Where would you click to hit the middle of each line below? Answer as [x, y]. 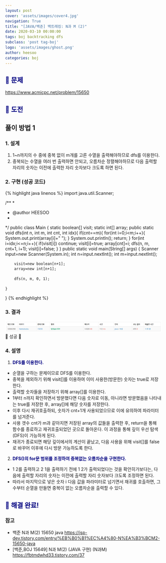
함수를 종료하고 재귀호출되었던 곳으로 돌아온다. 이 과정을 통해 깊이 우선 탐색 [85, 429]
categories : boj [22, 58]
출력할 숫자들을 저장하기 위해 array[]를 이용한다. [59, 392]
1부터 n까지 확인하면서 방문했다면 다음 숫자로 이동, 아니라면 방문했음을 [80, 398]
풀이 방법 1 [20, 128]
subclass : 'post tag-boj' [32, 42]
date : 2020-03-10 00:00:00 [33, 32]
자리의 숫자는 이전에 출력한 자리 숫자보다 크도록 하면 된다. [68, 168]
